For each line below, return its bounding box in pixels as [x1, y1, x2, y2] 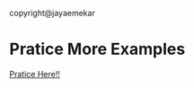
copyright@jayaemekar [9, 8, 96, 18]
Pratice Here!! [9, 68, 60, 79]
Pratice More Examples [9, 40, 186, 59]
